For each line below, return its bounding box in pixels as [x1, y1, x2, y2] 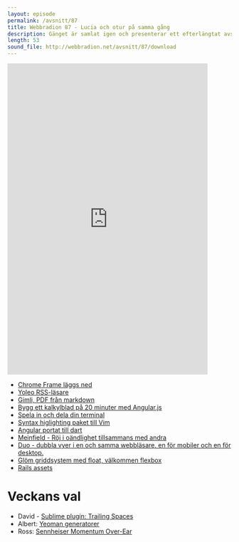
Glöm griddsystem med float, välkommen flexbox [17, 456, 162, 464]
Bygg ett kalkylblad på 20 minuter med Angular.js [17, 403, 162, 411]
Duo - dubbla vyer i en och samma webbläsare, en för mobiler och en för [17, 441, 231, 449]
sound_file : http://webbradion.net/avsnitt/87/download [7, 43, 176, 51]
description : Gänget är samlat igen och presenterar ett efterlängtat [7, 30, 221, 38]
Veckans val [7, 489, 81, 505]
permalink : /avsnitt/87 [7, 17, 78, 24]
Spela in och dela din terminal [17, 410, 105, 419]
